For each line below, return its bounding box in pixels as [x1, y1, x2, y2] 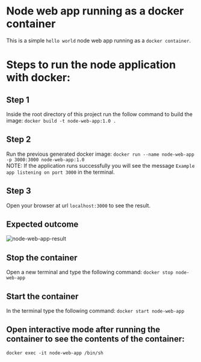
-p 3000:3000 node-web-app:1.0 [6, 156, 85, 163]
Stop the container [6, 253, 78, 263]
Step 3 [6, 186, 31, 196]
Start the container [6, 291, 79, 301]
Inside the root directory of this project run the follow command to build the [6, 110, 193, 118]
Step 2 [6, 134, 31, 145]
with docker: [6, 71, 71, 85]
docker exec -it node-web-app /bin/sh [6, 350, 104, 356]
